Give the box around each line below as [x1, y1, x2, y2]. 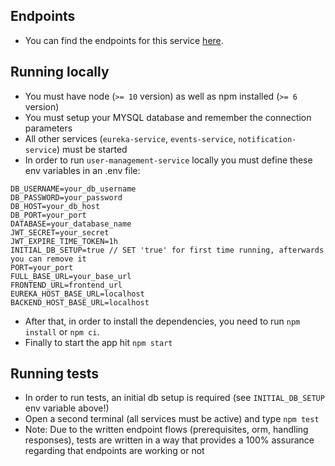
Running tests [10, 365, 100, 383]
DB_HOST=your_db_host [10, 201, 101, 211]
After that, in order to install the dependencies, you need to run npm [24, 315, 301, 327]
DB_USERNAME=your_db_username [10, 184, 137, 194]
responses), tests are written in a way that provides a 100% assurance [24, 434, 315, 446]
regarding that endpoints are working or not [24, 445, 205, 457]
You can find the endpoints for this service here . [24, 34, 224, 46]
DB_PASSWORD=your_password [10, 192, 123, 203]
